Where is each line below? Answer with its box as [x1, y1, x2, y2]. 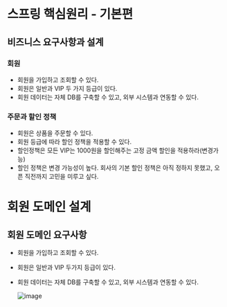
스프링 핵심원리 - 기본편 [7, 6, 134, 22]
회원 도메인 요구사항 [7, 229, 87, 240]
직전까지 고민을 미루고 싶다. [24, 173, 99, 181]
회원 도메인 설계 [7, 199, 91, 215]
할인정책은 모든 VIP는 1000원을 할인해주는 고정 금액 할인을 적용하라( [17, 146, 202, 155]
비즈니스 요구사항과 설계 [7, 36, 104, 48]
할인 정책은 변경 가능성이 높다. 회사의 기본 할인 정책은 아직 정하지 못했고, [17, 164, 213, 172]
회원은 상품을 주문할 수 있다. [17, 129, 93, 137]
